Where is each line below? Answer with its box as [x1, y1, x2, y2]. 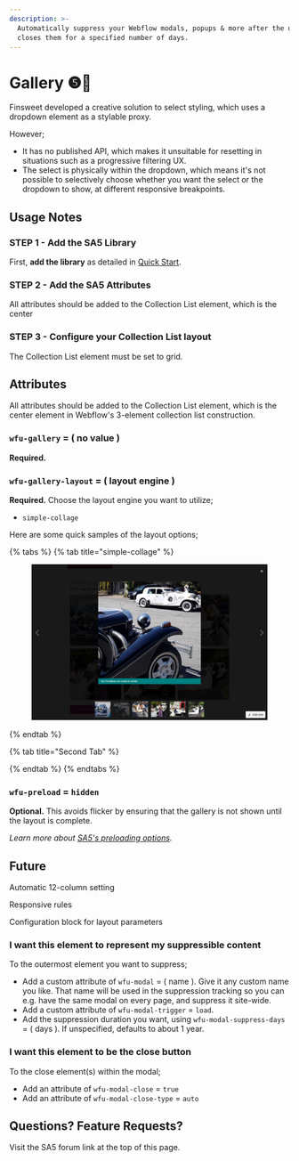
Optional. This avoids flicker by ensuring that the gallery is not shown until [9, 806, 283, 816]
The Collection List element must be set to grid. [9, 351, 183, 361]
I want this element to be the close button [9, 1046, 191, 1059]
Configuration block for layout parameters [9, 917, 163, 928]
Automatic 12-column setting [9, 882, 115, 893]
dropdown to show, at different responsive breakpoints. [21, 183, 225, 195]
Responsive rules [9, 899, 73, 910]
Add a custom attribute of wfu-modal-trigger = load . [21, 1004, 214, 1015]
